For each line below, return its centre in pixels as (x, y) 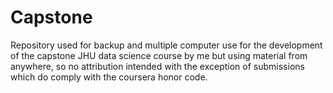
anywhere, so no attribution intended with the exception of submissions (157, 66)
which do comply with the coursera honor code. (109, 77)
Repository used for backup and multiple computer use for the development (166, 45)
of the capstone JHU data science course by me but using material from (159, 55)
